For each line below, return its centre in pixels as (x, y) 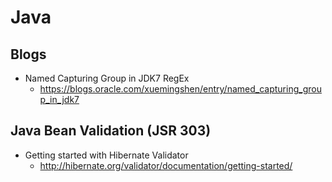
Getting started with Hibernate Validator (106, 155)
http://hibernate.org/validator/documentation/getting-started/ (166, 165)
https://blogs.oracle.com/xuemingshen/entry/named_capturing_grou (180, 89)
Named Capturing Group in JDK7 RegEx (107, 78)
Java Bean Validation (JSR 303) (111, 131)
